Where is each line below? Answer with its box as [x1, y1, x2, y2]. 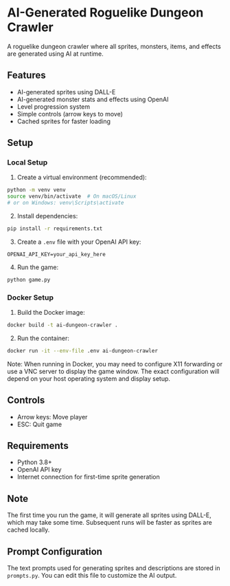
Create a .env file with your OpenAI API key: [16, 238, 141, 246]
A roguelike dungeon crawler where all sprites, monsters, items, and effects [7, 42, 221, 50]
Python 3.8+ [16, 458, 53, 466]
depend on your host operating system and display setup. [7, 374, 170, 383]
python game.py [7, 276, 51, 283]
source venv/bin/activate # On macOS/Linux [7, 193, 137, 200]
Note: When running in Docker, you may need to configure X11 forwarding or [7, 359, 223, 368]
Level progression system [16, 102, 91, 111]
